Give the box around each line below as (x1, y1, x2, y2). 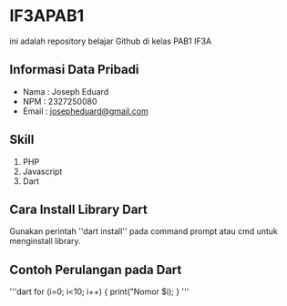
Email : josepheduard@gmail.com (22, 106, 149, 117)
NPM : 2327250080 (22, 96, 97, 107)
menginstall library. (9, 236, 81, 247)
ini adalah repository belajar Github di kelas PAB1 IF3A (9, 36, 212, 46)
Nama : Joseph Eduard (22, 86, 109, 97)
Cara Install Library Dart (9, 201, 148, 217)
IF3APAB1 (9, 5, 85, 26)
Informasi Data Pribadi (9, 62, 139, 77)
